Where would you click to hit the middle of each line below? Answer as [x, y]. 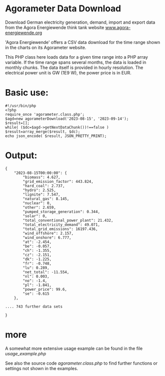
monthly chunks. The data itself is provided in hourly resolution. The [74, 68]
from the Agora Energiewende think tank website [55, 27]
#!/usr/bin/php [21, 106]
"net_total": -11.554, [46, 272]
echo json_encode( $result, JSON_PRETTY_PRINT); [56, 136]
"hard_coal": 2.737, [44, 186]
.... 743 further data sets [34, 307]
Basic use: [27, 93]
